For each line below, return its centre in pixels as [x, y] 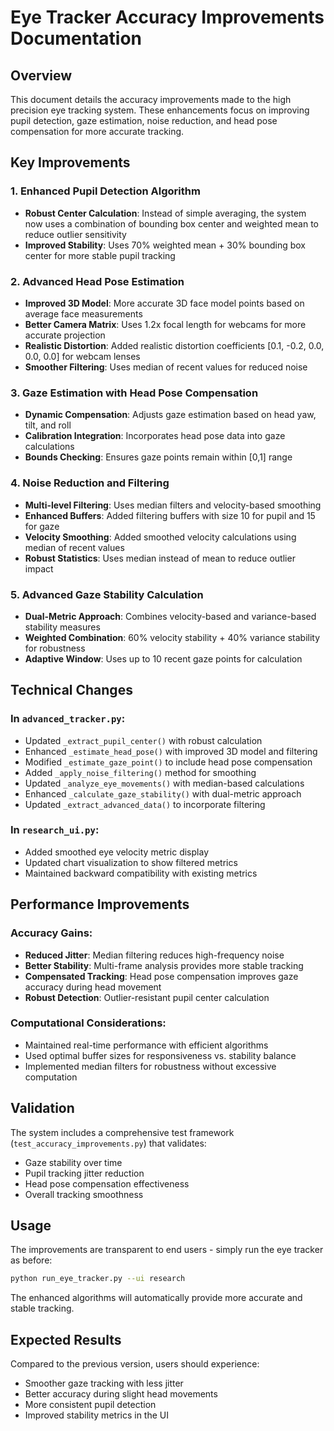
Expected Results [66, 1339]
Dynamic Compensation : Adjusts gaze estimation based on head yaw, [170, 415]
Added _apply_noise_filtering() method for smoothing [140, 772]
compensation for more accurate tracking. [97, 131]
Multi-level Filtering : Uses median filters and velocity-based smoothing [173, 505]
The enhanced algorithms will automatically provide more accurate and [156, 1298]
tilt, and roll [48, 425]
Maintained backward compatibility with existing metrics [141, 873]
